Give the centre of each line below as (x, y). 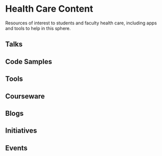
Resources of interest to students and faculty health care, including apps (81, 23)
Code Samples (29, 61)
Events (16, 148)
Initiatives (21, 131)
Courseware (25, 96)
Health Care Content (49, 9)
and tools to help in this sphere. (38, 28)
